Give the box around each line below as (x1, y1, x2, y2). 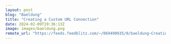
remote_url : (5, 31, 31, 36)
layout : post (5, 7, 33, 13)
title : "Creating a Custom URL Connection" (5, 17, 99, 22)
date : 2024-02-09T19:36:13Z (5, 21, 65, 27)
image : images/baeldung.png (5, 26, 65, 31)
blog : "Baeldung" (5, 12, 42, 17)
